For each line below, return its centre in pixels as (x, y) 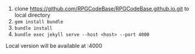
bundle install (33, 28)
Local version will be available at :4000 (54, 46)
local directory (32, 15)
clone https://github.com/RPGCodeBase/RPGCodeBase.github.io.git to (102, 9)
